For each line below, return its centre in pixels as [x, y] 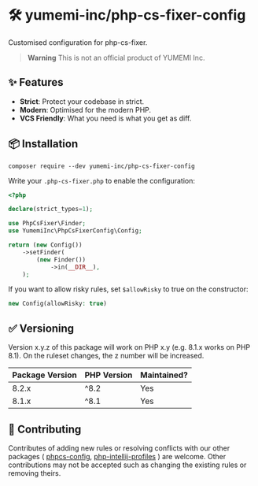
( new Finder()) [61, 260]
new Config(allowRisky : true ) [58, 304]
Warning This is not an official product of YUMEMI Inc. [116, 58]
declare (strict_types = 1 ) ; [50, 210]
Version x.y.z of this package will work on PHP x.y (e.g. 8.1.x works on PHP [129, 347]
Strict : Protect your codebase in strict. [82, 101]
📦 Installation [43, 144]
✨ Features [36, 82]
